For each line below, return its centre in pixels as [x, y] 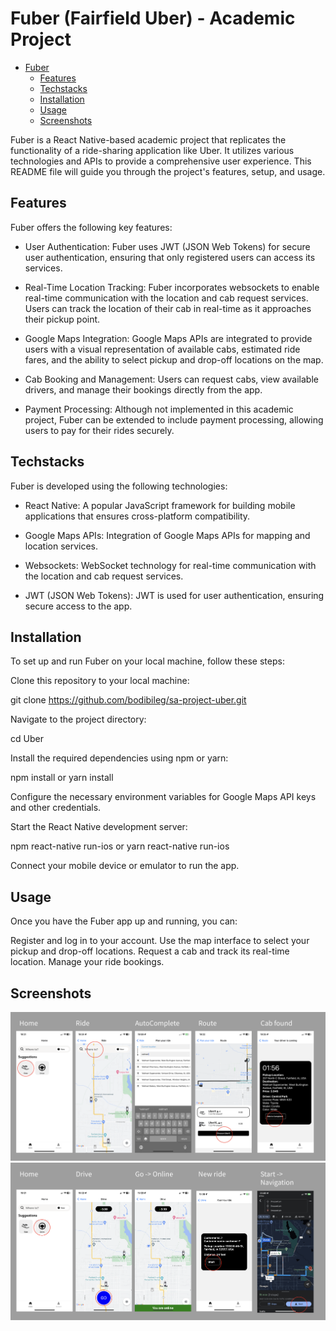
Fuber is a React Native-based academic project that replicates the [148, 139]
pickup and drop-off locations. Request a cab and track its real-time [150, 951]
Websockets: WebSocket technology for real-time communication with [170, 565]
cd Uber [27, 739]
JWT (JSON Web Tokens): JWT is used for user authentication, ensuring [174, 595]
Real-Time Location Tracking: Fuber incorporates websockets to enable [172, 287]
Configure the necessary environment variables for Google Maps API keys [163, 797]
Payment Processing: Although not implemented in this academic [159, 409]
